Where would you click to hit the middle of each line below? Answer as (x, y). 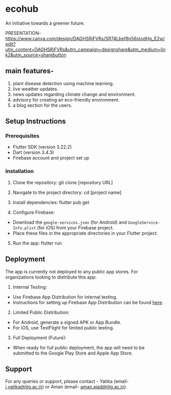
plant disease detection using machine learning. (63, 83)
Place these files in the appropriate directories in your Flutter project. (85, 233)
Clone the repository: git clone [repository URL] (63, 182)
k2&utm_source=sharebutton (36, 55)
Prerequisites (22, 136)
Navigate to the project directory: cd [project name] (67, 192)
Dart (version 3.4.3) (33, 152)
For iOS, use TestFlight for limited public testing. (63, 328)
